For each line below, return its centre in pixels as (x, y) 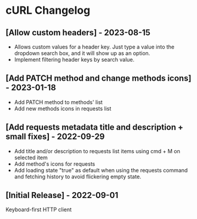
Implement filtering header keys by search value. (74, 60)
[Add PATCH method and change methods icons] (98, 78)
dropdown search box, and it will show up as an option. (82, 53)
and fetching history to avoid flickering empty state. (78, 177)
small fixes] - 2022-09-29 (55, 137)
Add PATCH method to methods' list (58, 102)
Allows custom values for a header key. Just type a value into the (94, 47)
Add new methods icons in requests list (63, 108)
